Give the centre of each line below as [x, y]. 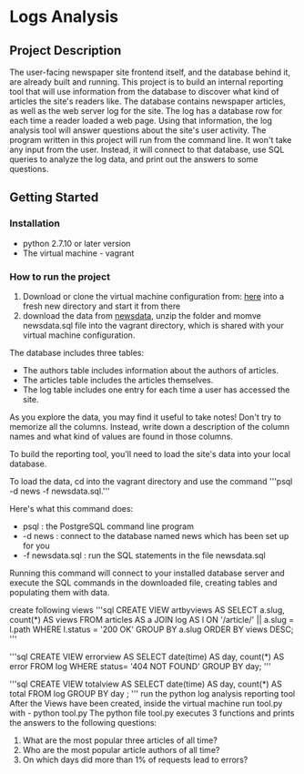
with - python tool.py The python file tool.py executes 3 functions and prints [152, 713]
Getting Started [54, 198]
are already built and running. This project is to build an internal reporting [147, 82]
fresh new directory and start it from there [101, 306]
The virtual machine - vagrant [78, 253]
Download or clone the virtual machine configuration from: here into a [153, 296]
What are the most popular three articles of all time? [120, 740]
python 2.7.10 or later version [76, 243]
